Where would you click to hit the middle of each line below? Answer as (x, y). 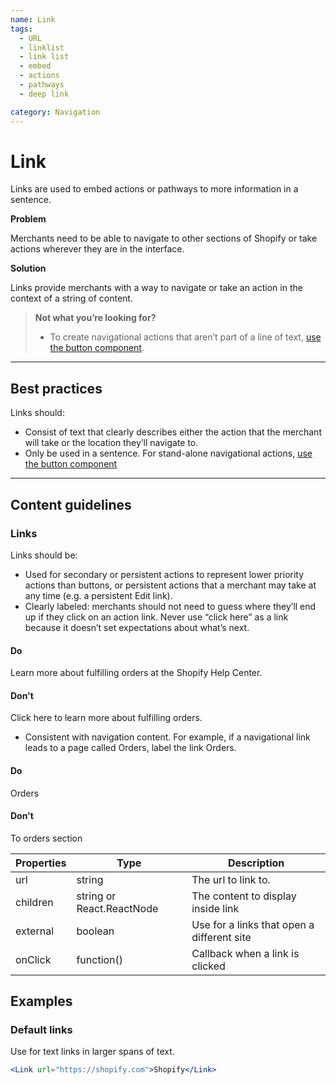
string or (96, 896)
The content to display (244, 896)
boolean (95, 931)
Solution (28, 268)
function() (100, 959)
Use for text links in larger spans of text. (92, 1052)
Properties (41, 863)
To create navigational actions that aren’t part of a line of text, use (185, 337)
